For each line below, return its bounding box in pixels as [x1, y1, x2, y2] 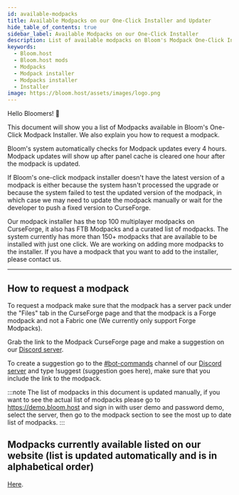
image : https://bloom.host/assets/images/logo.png [7, 90, 161, 97]
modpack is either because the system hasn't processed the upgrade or [7, 181, 219, 189]
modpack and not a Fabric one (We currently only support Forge [7, 316, 196, 324]
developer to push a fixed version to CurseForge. [7, 203, 151, 212]
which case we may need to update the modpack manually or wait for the [7, 196, 223, 205]
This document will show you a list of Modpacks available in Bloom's [7, 123, 208, 132]
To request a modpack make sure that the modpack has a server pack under [7, 301, 232, 309]
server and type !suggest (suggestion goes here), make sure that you [7, 366, 211, 375]
